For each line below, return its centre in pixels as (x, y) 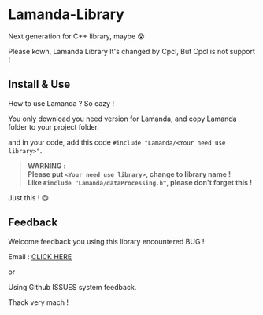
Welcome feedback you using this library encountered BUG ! (106, 241)
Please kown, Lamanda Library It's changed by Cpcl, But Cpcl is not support (132, 51)
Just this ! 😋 (29, 197)
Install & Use (39, 84)
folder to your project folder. (54, 126)
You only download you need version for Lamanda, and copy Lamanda (123, 119)
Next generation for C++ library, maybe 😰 (77, 36)
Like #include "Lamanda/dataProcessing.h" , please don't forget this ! (140, 182)
